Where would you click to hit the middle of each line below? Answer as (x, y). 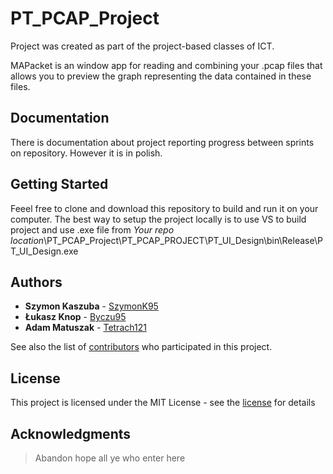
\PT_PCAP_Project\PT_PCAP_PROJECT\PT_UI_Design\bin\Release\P (183, 240)
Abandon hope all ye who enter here (110, 458)
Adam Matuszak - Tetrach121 (85, 328)
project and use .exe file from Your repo (92, 229)
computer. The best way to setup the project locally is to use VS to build (158, 219)
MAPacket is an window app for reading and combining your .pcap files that (166, 65)
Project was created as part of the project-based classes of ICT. (142, 46)
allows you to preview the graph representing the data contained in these (161, 76)
